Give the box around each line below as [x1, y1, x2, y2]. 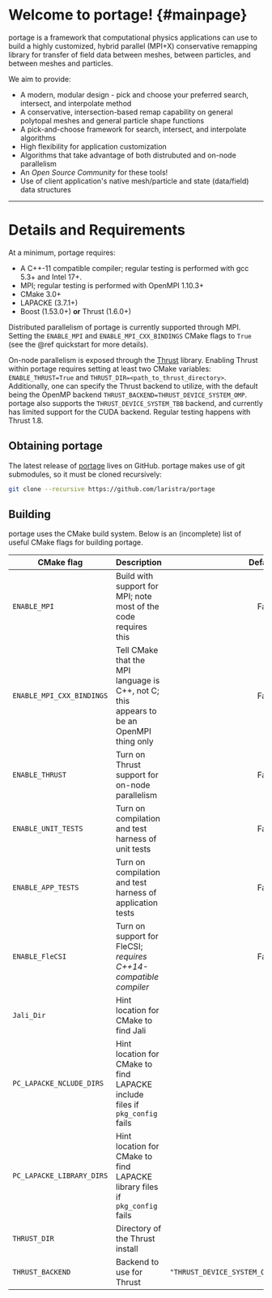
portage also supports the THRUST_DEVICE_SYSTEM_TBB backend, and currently [8, 398, 263, 408]
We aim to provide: [8, 74, 71, 84]
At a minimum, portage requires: [8, 248, 116, 257]
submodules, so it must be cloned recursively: [8, 469, 162, 479]
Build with [116, 571, 154, 582]
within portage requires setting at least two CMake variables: [8, 364, 212, 373]
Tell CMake [116, 645, 159, 656]
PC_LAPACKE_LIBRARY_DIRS [12, 1171, 108, 1180]
